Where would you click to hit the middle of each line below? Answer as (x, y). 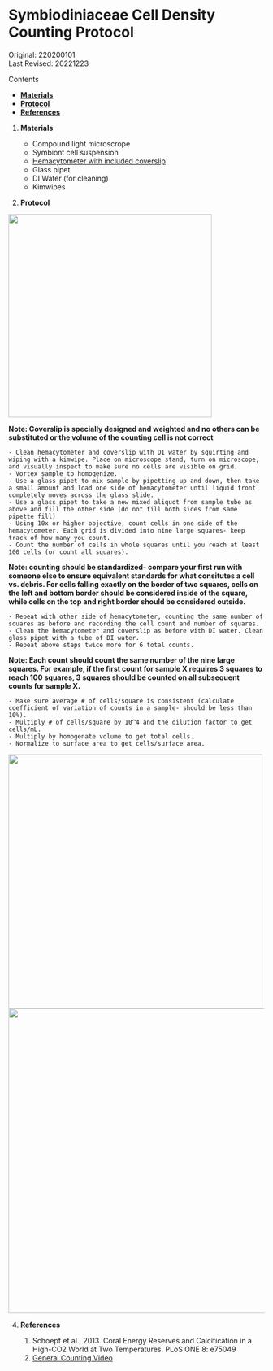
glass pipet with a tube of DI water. (74, 638)
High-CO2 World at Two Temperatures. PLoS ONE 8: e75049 (134, 1349)
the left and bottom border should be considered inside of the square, (128, 593)
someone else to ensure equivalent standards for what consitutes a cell (132, 576)
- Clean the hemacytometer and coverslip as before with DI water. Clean (136, 631)
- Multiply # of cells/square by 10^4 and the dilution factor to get (130, 722)
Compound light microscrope (81, 143)
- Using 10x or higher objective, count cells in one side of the (123, 523)
